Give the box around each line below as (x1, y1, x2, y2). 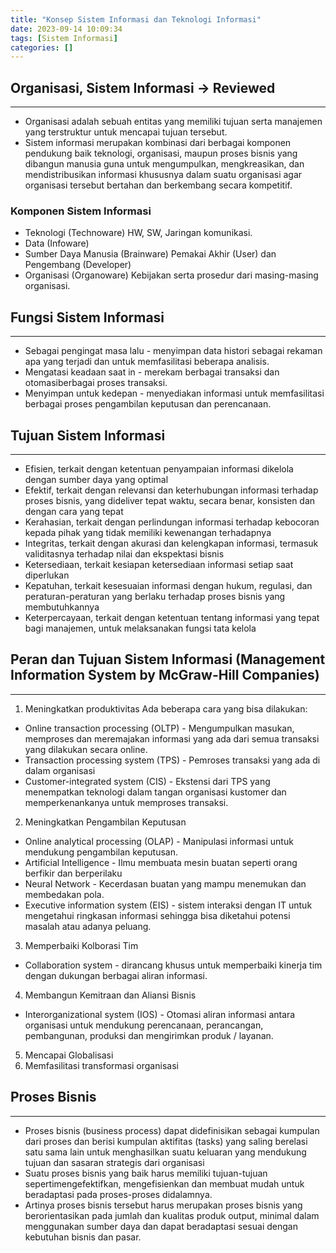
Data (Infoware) (24, 237, 90, 250)
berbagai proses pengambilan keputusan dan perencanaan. (24, 398, 272, 410)
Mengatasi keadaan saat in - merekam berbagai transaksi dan (24, 366, 280, 378)
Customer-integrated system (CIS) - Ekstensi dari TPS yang (24, 775, 271, 787)
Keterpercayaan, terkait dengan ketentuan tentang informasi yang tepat (24, 611, 320, 623)
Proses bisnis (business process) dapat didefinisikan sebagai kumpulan (24, 1124, 320, 1136)
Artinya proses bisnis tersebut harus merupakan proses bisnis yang (24, 1199, 303, 1211)
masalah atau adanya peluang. (24, 920, 152, 932)
